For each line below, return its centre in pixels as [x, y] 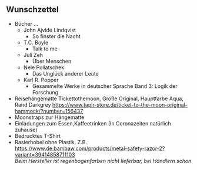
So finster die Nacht [56, 36]
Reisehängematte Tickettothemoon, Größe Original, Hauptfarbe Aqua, [99, 98]
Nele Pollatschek [44, 67]
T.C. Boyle [36, 42]
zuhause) [26, 130]
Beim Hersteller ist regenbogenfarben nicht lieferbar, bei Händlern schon [103, 161]
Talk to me [45, 49]
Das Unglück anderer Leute [65, 73]
